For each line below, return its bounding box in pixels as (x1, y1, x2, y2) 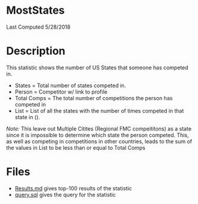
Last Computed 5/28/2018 (6, 23, 70, 30)
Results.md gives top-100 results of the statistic (14, 184, 132, 191)
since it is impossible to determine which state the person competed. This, (6, 131, 189, 138)
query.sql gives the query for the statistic (14, 191, 116, 198)
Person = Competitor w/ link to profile (14, 88, 107, 95)
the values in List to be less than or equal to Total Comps (6, 144, 146, 151)
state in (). (14, 113, 41, 120)
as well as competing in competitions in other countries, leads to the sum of (6, 138, 193, 145)
